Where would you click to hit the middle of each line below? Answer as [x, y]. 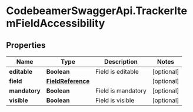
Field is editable [117, 72]
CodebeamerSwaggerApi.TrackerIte [96, 11]
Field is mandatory [121, 91]
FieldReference [68, 81]
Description [121, 62]
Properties [26, 45]
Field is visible [115, 100]
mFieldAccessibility [56, 23]
